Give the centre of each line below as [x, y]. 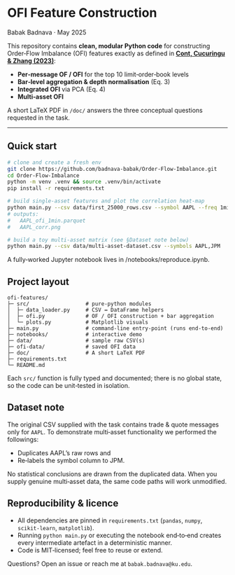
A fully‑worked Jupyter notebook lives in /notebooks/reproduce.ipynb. [108, 260]
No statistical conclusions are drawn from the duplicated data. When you [112, 473]
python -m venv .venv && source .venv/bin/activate [84, 182]
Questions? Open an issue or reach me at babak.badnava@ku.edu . [100, 563]
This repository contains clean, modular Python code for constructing [109, 46]
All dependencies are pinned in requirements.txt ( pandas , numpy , [110, 520]
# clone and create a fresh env [54, 162]
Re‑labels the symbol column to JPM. [71, 460]
